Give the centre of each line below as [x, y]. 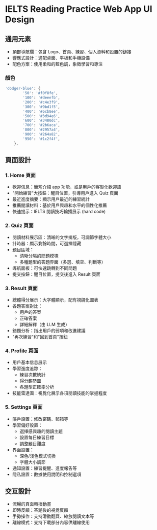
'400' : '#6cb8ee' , [41, 111]
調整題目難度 [32, 443]
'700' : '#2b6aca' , [41, 125]
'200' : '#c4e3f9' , [41, 102]
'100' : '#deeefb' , [41, 98]
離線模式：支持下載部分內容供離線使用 [51, 523]
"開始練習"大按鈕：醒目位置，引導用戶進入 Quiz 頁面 [65, 193]
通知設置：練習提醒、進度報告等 [44, 468]
